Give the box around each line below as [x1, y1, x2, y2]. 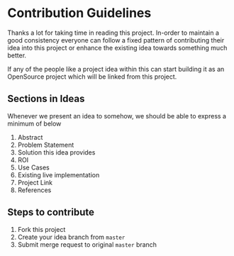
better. [7, 51, 27, 60]
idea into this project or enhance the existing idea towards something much [7, 43, 228, 52]
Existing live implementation [17, 170, 100, 179]
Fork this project [17, 225, 66, 233]
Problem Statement [17, 140, 74, 149]
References [17, 186, 52, 194]
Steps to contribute [7, 206, 94, 218]
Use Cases [17, 163, 50, 172]
